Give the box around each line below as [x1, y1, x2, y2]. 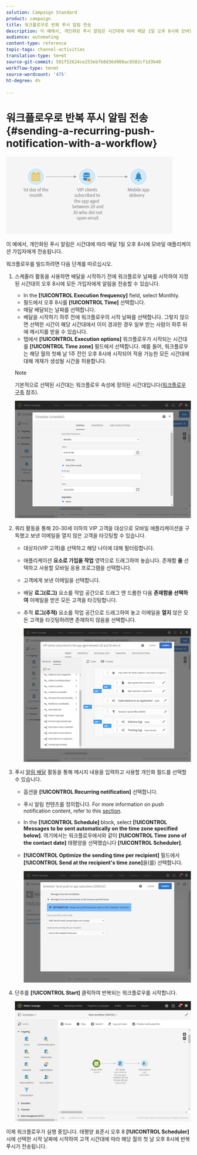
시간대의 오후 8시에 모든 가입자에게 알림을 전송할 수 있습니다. [21, 280, 160, 287]
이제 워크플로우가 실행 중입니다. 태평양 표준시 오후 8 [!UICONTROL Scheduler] [6, 1128, 189, 1135]
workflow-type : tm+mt [6, 65, 59, 71]
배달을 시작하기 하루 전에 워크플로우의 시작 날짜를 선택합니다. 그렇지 [23, 314, 179, 321]
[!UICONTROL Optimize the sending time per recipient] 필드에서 [23, 851, 180, 859]
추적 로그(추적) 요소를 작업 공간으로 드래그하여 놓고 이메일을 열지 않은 [23, 609, 183, 616]
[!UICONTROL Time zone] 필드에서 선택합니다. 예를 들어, [29, 343, 164, 350]
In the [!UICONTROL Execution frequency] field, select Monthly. [23, 292, 180, 299]
